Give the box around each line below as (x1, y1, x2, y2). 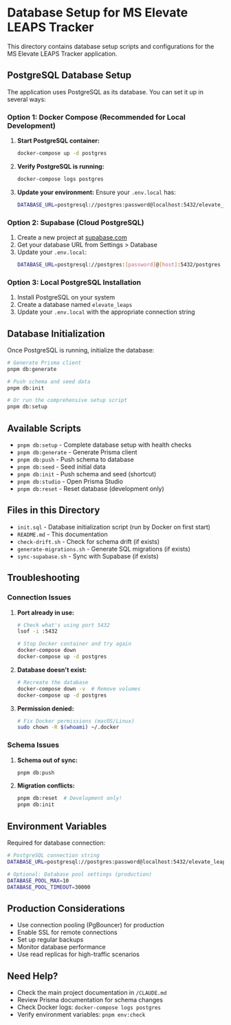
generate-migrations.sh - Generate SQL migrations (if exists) (16, 545, 191, 553)
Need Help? (7, 970, 58, 982)
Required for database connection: (7, 838, 106, 847)
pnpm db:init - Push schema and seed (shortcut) (16, 470, 157, 478)
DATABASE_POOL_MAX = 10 (7, 877, 69, 884)
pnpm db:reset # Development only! (16, 795, 122, 802)
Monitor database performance (16, 943, 106, 951)
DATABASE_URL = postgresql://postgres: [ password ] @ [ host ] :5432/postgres (16, 261, 221, 268)
